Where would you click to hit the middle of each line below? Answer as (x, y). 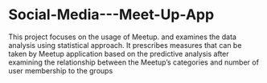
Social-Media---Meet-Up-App (111, 15)
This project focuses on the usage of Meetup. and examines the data (123, 37)
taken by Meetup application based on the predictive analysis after (119, 53)
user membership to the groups (61, 70)
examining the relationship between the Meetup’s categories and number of (134, 62)
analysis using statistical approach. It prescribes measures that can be (125, 45)
